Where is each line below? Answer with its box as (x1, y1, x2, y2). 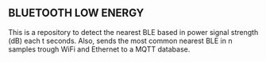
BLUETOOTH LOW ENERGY (8, 6, 145, 20)
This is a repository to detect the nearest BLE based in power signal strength (8, 27, 259, 37)
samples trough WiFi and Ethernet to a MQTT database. (8, 44, 191, 54)
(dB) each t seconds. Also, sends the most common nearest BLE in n (8, 36, 233, 45)
